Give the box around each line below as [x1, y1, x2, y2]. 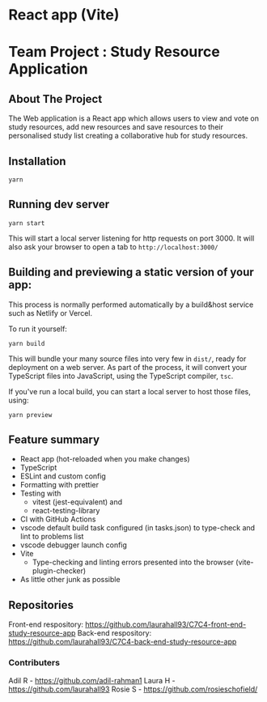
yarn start [8, 219, 45, 228]
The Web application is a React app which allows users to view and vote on [8, 113, 259, 123]
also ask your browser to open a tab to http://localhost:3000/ [8, 241, 218, 252]
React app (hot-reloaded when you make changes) [19, 454, 190, 464]
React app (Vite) [8, 6, 120, 24]
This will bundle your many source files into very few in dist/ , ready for [8, 354, 247, 364]
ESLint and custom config [19, 471, 107, 481]
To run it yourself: [8, 324, 67, 334]
